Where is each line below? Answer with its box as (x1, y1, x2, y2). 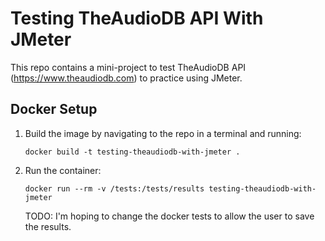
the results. (24, 220, 72, 232)
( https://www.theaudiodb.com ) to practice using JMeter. (10, 72, 243, 84)
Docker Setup (10, 101, 98, 118)
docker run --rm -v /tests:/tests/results (24, 183, 205, 194)
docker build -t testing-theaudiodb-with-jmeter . (24, 147, 241, 157)
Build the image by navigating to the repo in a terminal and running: (24, 127, 302, 139)
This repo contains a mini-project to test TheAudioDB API (10, 61, 247, 73)
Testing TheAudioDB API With (10, 7, 264, 30)
